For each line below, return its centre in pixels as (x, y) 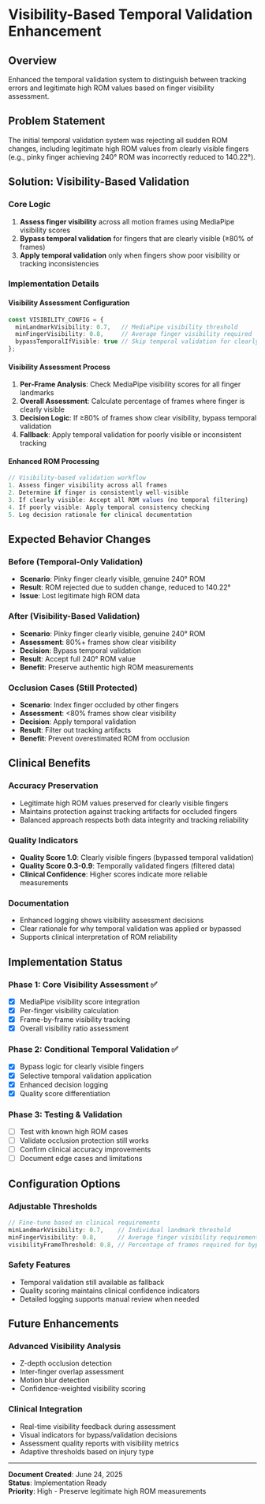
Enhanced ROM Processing (54, 461)
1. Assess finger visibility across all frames (88, 485)
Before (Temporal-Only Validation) (76, 561)
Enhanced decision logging (64, 1084)
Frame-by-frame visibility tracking (75, 1020)
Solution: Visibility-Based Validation (99, 182)
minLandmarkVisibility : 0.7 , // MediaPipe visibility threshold (127, 327)
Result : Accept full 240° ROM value (78, 658)
